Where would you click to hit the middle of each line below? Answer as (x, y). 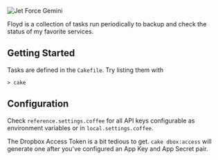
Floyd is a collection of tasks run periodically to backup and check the (107, 24)
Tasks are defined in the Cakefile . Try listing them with (85, 70)
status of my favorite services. (51, 32)
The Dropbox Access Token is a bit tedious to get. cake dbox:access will (110, 141)
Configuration (38, 104)
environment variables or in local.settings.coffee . (80, 127)
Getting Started (41, 53)
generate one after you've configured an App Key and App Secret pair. (108, 148)
